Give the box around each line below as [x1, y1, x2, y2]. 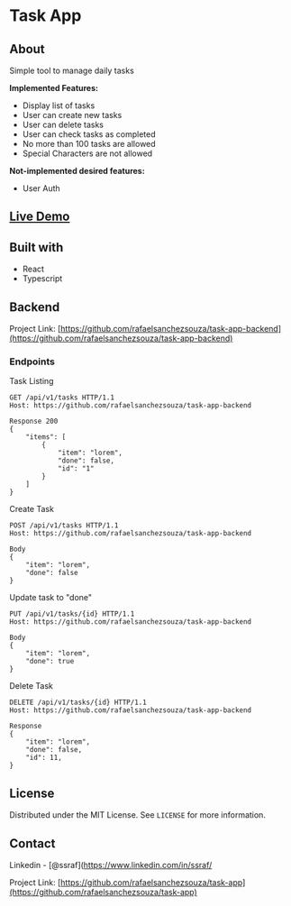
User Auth [22, 183, 60, 194]
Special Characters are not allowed [22, 148, 153, 159]
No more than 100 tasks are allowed [22, 139, 156, 149]
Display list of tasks [22, 100, 95, 111]
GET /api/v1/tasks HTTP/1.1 [9, 393, 115, 402]
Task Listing [9, 376, 54, 387]
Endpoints [9, 355, 56, 368]
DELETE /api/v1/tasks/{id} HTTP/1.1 [9, 698, 147, 708]
